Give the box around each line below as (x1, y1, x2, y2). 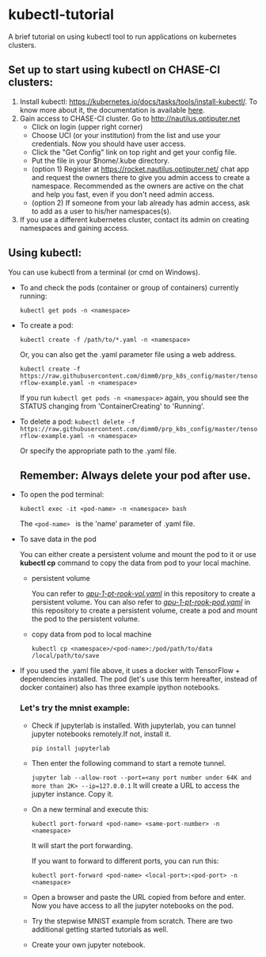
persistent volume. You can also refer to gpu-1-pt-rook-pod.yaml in (31, 598, 251, 607)
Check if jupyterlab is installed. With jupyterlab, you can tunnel (31, 721, 236, 730)
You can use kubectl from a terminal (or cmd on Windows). (8, 267, 200, 277)
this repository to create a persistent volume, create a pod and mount (31, 605, 258, 616)
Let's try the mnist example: (19, 702, 131, 713)
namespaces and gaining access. (19, 223, 129, 233)
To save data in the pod (19, 534, 97, 544)
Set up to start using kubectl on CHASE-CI (8, 63, 220, 77)
